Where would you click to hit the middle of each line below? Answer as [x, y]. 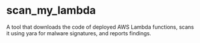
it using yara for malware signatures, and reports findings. [79, 33]
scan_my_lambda [51, 10]
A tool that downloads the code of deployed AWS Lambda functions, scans [100, 27]
